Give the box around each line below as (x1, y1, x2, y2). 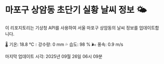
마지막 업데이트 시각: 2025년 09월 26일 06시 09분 (5, 53, 102, 59)
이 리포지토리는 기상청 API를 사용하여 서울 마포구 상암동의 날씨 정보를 (5, 25, 138, 31)
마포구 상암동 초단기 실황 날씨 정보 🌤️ (5, 4, 147, 16)
